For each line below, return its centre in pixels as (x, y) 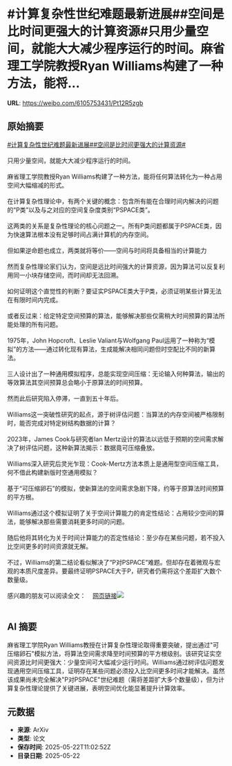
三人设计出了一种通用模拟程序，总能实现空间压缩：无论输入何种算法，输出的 (116, 374)
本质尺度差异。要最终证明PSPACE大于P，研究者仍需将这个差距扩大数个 (120, 571)
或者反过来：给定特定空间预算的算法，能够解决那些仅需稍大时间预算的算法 (113, 316)
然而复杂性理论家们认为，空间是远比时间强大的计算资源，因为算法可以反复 (113, 266)
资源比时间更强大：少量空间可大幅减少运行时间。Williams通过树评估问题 (116, 662)
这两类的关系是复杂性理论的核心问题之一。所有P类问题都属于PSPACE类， (112, 226)
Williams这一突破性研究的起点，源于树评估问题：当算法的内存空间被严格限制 (116, 414)
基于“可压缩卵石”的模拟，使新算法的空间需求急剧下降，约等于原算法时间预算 (116, 488)
